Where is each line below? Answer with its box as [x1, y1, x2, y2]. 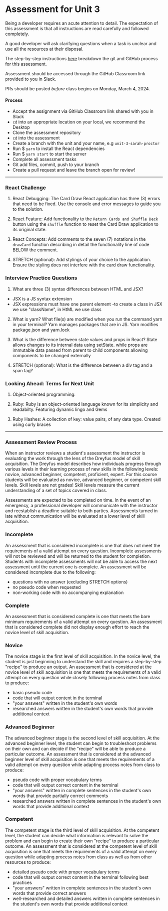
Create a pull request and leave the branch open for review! [12, 167, 135, 173]
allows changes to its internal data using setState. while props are [12, 342, 148, 348]
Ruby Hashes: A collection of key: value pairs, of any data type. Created [12, 416, 161, 422]
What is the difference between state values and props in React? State [12, 336, 157, 342]
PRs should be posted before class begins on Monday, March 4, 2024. [5, 85, 150, 91]
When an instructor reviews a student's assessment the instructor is [5, 450, 145, 456]
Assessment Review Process [5, 438, 77, 445]
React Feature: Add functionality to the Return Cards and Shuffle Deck [12, 216, 158, 222]
